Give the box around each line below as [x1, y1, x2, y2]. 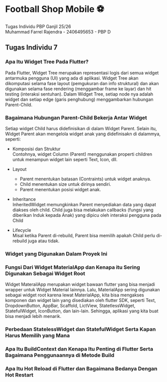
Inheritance [12, 196, 36, 202]
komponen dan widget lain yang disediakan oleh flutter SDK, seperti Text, [5, 297, 156, 303]
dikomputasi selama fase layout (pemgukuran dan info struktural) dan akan [5, 80, 159, 86]
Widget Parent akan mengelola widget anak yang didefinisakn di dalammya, [5, 131, 161, 137]
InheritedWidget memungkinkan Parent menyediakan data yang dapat [12, 201, 156, 207]
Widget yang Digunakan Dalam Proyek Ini [5, 250, 108, 257]
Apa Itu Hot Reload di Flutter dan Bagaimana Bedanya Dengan [5, 365, 158, 372]
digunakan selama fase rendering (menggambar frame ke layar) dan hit [5, 86, 152, 92]
